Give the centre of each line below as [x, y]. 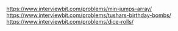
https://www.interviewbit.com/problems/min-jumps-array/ [79, 9]
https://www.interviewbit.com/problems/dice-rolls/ [70, 22]
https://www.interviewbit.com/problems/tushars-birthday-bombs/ [89, 15]
